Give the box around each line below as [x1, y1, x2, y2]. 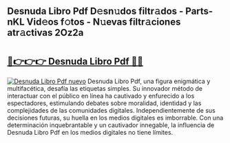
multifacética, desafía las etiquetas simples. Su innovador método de [7, 85, 203, 92]
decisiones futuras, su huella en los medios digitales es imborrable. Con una [7, 113, 224, 122]
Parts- [185, 5, 213, 17]
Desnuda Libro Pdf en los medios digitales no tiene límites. [7, 129, 174, 136]
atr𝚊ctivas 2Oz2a [7, 27, 84, 38]
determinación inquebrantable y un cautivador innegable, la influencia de [7, 121, 215, 129]
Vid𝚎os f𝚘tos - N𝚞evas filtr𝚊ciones [26, 16, 181, 28]
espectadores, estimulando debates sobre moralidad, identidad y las [7, 99, 202, 107]
